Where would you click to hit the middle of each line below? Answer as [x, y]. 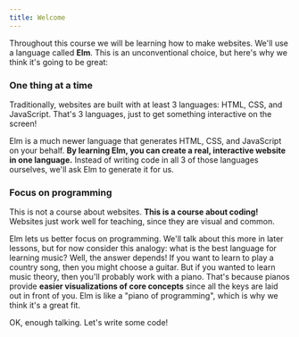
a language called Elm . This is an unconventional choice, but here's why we [149, 52]
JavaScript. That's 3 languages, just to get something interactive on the [141, 114]
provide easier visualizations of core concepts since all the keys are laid [144, 286]
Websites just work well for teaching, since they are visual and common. [142, 222]
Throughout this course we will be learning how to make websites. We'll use [149, 43]
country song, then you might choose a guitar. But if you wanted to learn [142, 267]
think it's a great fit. [45, 306]
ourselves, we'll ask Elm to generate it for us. [91, 169]
